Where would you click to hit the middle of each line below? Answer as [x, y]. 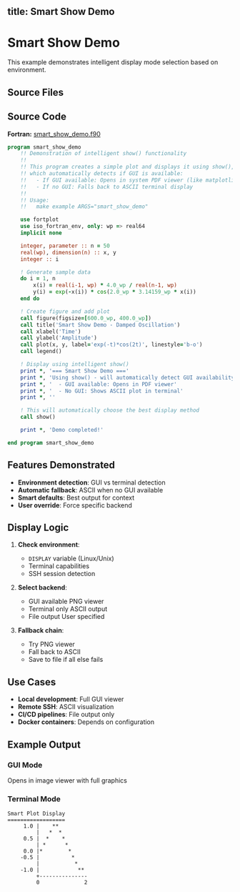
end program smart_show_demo [51, 442]
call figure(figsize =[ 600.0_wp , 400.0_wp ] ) [86, 318]
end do [30, 299]
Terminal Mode [34, 798]
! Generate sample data [56, 272]
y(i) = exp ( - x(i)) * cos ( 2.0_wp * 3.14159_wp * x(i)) [115, 292]
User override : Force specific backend [75, 505]
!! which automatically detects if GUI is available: [102, 174]
